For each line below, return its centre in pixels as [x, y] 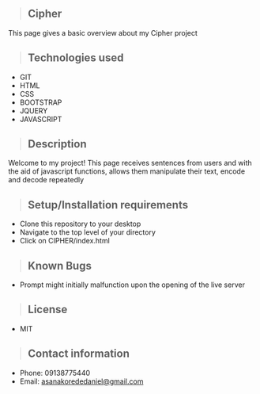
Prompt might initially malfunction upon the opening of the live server [132, 285]
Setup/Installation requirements [107, 205]
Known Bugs [60, 266]
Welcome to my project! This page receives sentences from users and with [130, 163]
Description [57, 144]
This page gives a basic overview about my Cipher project [103, 33]
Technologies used [75, 58]
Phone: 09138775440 [55, 373]
